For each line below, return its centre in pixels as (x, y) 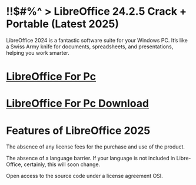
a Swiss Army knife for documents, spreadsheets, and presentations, (90, 47)
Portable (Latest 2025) (63, 24)
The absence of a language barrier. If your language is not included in (91, 158)
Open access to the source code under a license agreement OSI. (84, 176)
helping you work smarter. (38, 52)
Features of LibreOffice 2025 (78, 131)
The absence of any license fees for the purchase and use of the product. (96, 147)
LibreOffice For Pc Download (77, 103)
